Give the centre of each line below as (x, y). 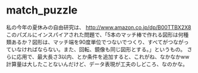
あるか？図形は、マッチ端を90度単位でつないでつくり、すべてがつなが (97, 42)
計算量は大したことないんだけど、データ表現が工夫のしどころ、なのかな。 (97, 64)
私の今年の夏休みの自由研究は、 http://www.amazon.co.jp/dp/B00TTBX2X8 (99, 27)
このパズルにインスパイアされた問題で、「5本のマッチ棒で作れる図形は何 (95, 34)
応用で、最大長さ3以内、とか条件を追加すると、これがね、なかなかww (103, 57)
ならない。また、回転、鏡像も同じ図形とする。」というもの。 (111, 49)
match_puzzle (42, 10)
